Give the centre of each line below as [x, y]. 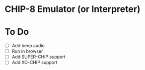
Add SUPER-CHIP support [38, 57]
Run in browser [27, 51]
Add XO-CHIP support [35, 63]
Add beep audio [28, 46]
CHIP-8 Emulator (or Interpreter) [72, 9]
